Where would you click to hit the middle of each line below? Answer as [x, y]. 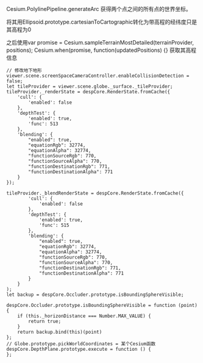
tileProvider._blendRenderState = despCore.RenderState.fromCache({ [95, 193]
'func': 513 [44, 124]
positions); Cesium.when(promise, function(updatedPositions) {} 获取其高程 [101, 50]
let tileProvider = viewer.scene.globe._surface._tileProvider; [90, 87]
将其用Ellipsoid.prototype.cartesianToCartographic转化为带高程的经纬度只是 [102, 22]
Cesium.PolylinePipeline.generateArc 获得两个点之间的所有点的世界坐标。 [99, 9]
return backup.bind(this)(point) [60, 332]
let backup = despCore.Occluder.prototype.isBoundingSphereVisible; [95, 295]
